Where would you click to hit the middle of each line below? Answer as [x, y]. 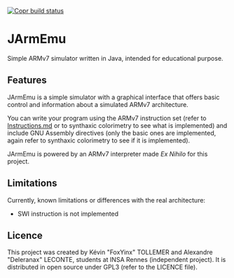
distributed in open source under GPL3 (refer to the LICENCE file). [102, 267]
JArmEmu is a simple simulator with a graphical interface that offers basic [113, 97]
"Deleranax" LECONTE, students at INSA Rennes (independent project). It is [117, 260]
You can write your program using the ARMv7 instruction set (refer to [107, 118]
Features [27, 80]
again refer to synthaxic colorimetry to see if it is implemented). [99, 140]
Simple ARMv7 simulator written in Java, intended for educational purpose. [115, 58]
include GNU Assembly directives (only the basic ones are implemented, [112, 133]
